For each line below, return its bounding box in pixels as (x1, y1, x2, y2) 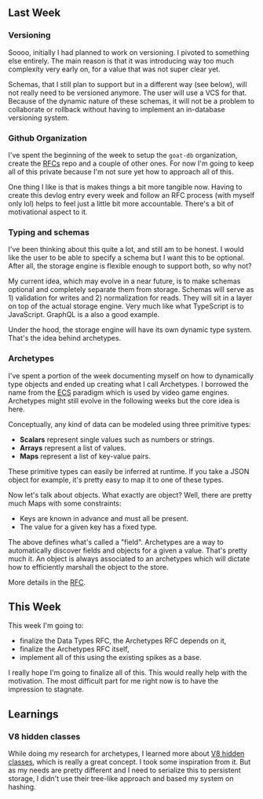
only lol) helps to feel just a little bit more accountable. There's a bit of (8, 199, 234, 208)
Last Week (8, 6, 61, 20)
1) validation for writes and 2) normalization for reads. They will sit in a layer (8, 294, 253, 303)
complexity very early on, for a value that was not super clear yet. (8, 64, 221, 74)
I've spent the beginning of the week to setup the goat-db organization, (8, 150, 238, 159)
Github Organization (8, 133, 88, 144)
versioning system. (8, 113, 70, 122)
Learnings (8, 707, 59, 721)
